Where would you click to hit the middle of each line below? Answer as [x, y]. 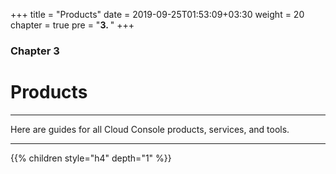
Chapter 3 [35, 51]
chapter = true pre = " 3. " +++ [72, 25]
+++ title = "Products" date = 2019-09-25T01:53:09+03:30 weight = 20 [157, 14]
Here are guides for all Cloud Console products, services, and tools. [150, 129]
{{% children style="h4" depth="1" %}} [91, 158]
